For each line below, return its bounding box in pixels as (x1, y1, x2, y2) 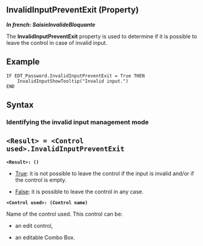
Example (6, 57, 40, 67)
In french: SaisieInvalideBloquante (6, 21, 96, 28)
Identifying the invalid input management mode (6, 118, 149, 126)
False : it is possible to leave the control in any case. (15, 188, 144, 195)
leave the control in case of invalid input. (6, 39, 108, 46)
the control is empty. (15, 176, 67, 184)
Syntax (6, 100, 34, 110)
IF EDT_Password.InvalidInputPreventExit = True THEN (6, 73, 145, 79)
